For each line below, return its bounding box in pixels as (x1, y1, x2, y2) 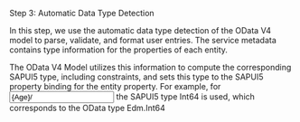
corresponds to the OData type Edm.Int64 (9, 103, 165, 113)
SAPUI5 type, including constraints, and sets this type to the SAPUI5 (9, 71, 264, 82)
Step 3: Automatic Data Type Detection (9, 8, 155, 18)
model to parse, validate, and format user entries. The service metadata (9, 35, 277, 45)
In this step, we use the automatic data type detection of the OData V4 (9, 25, 272, 35)
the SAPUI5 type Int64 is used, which (116, 91, 256, 102)
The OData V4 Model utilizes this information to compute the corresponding (9, 62, 292, 72)
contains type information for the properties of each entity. (9, 44, 229, 55)
